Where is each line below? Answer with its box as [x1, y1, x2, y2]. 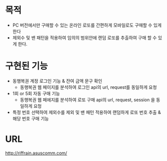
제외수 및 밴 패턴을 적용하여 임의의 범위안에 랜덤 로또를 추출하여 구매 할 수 [12, 35, 157, 41]
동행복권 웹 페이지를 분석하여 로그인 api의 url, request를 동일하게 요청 [20, 84, 157, 90]
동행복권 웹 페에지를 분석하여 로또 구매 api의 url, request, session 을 [20, 96, 155, 103]
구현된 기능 [5, 61, 48, 72]
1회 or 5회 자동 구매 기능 [12, 90, 60, 96]
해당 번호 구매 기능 [12, 115, 49, 121]
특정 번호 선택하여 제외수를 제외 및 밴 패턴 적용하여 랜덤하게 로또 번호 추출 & [12, 109, 161, 115]
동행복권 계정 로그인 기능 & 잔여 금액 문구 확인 [12, 78, 103, 84]
